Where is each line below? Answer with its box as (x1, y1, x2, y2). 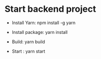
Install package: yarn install (11, 29, 68, 35)
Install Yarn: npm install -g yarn (11, 20, 76, 26)
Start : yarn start (11, 48, 46, 54)
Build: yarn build (11, 38, 46, 45)
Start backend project (4, 3, 97, 15)
